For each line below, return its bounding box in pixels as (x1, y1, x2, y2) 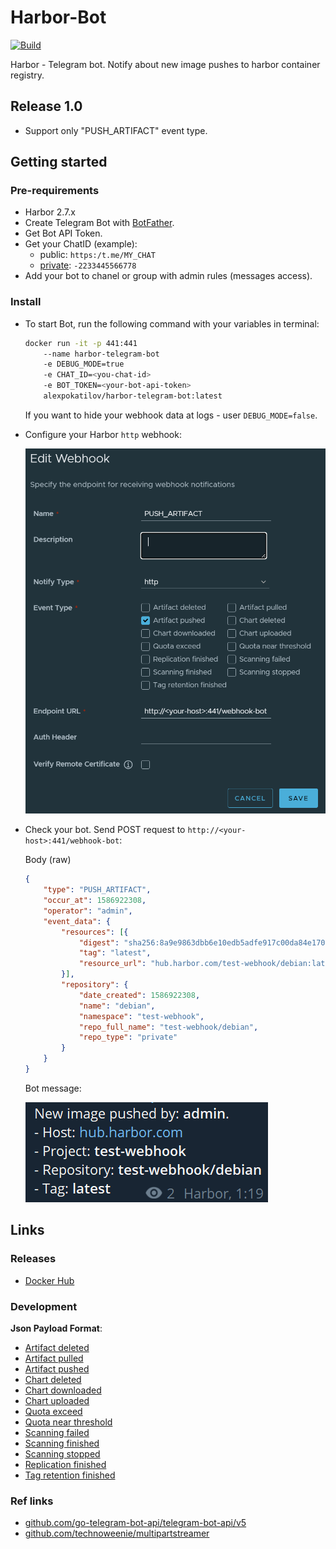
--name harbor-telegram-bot (43, 349, 160, 359)
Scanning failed (24, 1426, 90, 1438)
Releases (10, 1252, 57, 1266)
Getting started (10, 154, 108, 171)
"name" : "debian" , (78, 1001, 156, 1011)
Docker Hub (24, 1274, 75, 1286)
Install (10, 295, 42, 309)
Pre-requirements (10, 184, 100, 198)
